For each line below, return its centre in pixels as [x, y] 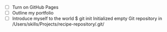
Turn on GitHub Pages [35, 7]
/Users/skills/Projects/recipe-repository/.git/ [58, 24]
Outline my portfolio [33, 13]
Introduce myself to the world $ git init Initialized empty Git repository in [87, 18]
